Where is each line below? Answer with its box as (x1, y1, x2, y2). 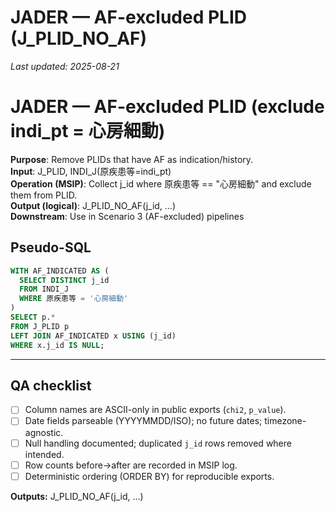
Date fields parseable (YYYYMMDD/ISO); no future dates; (24, 415, 263, 427)
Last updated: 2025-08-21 (10, 60, 120, 72)
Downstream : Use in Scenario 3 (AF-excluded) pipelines (10, 210, 245, 222)
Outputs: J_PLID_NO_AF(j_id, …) (10, 490, 144, 502)
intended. (24, 448, 65, 460)
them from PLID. (10, 189, 78, 201)
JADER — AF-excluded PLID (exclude (10, 96, 325, 118)
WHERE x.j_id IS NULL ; (10, 340, 105, 350)
